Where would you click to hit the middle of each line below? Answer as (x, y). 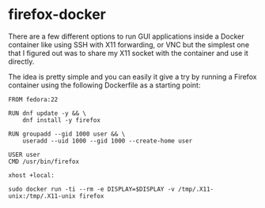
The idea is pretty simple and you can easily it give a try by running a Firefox (132, 76)
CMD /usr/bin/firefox (44, 162)
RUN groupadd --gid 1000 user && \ (67, 134)
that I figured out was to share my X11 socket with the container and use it (129, 53)
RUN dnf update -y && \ (47, 113)
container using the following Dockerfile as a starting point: (104, 85)
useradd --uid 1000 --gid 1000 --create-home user (108, 141)
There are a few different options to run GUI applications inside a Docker (126, 36)
